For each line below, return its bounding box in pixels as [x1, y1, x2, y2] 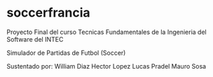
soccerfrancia [6, 5, 90, 21]
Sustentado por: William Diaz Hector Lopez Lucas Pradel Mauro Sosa [6, 62, 207, 70]
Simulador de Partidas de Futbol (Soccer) [6, 49, 126, 57]
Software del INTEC [6, 35, 64, 43]
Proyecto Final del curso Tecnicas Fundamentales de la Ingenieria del [6, 28, 207, 36]
